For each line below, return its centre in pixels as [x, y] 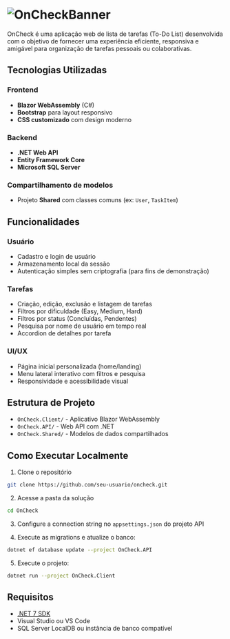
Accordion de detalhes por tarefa [64, 333]
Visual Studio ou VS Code [54, 621]
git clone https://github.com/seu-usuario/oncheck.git [87, 485]
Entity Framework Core [51, 159]
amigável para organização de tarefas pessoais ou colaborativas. [100, 48]
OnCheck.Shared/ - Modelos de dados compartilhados [93, 434]
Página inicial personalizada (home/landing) [79, 366]
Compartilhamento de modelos [60, 185]
